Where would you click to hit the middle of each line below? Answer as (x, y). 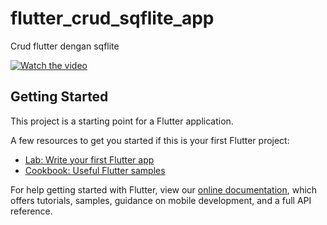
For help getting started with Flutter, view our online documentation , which (164, 189)
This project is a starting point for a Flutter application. (122, 121)
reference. (31, 211)
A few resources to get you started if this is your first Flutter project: (150, 140)
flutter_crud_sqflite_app (112, 18)
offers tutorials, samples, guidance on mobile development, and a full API (161, 200)
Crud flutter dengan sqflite (65, 46)
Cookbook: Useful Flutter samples (95, 170)
